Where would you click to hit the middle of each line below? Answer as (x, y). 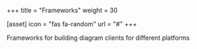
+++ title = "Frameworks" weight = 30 (62, 10)
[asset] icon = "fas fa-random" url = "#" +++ (72, 24)
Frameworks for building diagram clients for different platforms (98, 38)
